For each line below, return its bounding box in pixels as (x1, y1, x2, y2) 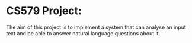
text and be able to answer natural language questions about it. (6, 29, 161, 37)
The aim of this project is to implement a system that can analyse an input (6, 24, 187, 31)
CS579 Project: (6, 4, 82, 18)
